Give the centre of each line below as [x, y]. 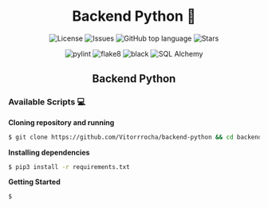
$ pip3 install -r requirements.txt [69, 167]
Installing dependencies [49, 152]
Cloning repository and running [61, 122]
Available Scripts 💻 [47, 102]
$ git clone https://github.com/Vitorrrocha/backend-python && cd [121, 137]
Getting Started [35, 182]
